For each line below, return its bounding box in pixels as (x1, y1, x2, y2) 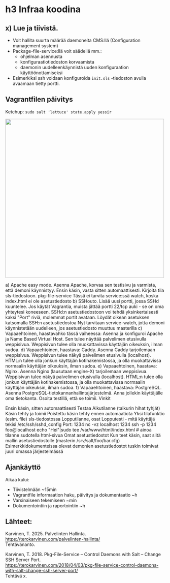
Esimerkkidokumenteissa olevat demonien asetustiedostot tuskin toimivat (5, 443, 159, 449)
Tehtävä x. (5, 573, 27, 579)
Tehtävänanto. (5, 541, 36, 547)
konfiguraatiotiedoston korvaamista (20, 59, 95, 65)
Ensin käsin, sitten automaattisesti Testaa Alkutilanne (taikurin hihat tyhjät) (5, 405, 160, 411)
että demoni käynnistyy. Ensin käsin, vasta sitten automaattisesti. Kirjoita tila (5, 287, 164, 293)
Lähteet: (5, 517, 32, 526)
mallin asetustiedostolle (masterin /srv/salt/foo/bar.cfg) (5, 437, 120, 443)
